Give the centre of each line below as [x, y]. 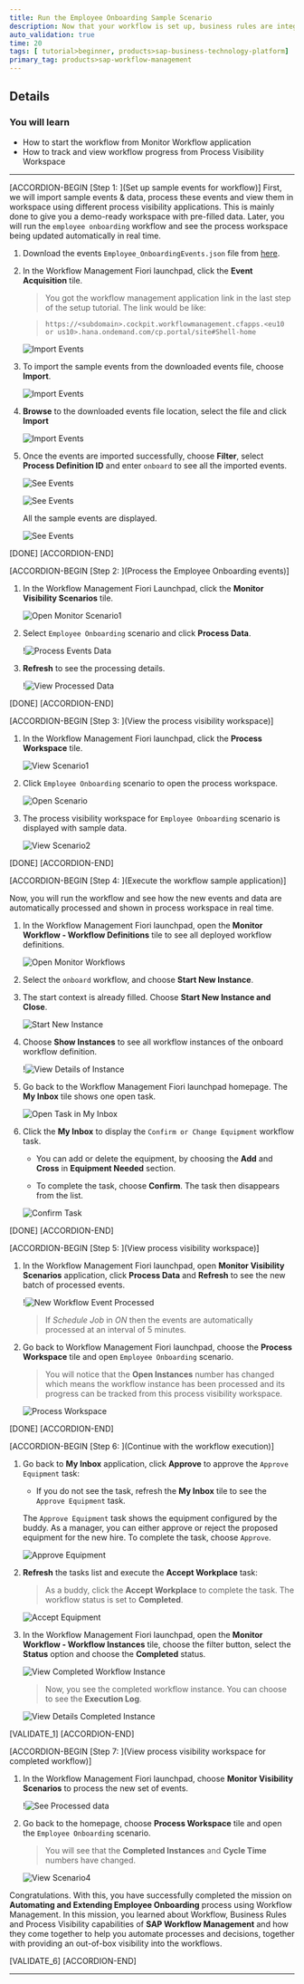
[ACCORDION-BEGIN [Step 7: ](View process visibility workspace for [138, 1751]
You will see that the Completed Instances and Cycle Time [156, 1850]
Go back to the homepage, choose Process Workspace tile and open [152, 1823]
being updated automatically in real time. [85, 236]
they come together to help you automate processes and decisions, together [152, 1933]
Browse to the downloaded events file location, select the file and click [154, 411]
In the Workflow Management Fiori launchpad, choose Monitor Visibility [158, 1778]
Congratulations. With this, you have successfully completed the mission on [151, 1895]
